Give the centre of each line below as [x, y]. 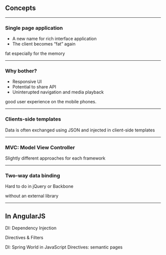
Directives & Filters [24, 238]
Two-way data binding [33, 175]
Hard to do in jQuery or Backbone [39, 186]
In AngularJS [25, 216]
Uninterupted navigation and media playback [58, 92]
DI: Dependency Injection [31, 228]
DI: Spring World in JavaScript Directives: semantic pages [64, 247]
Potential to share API [34, 87]
